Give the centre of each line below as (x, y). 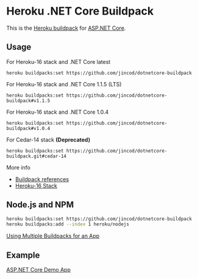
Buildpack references (42, 179)
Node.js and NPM (40, 205)
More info (19, 167)
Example (23, 255)
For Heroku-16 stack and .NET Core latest (58, 61)
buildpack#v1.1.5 (28, 101)
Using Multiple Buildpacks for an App (53, 236)
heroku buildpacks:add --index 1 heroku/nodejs (68, 224)
